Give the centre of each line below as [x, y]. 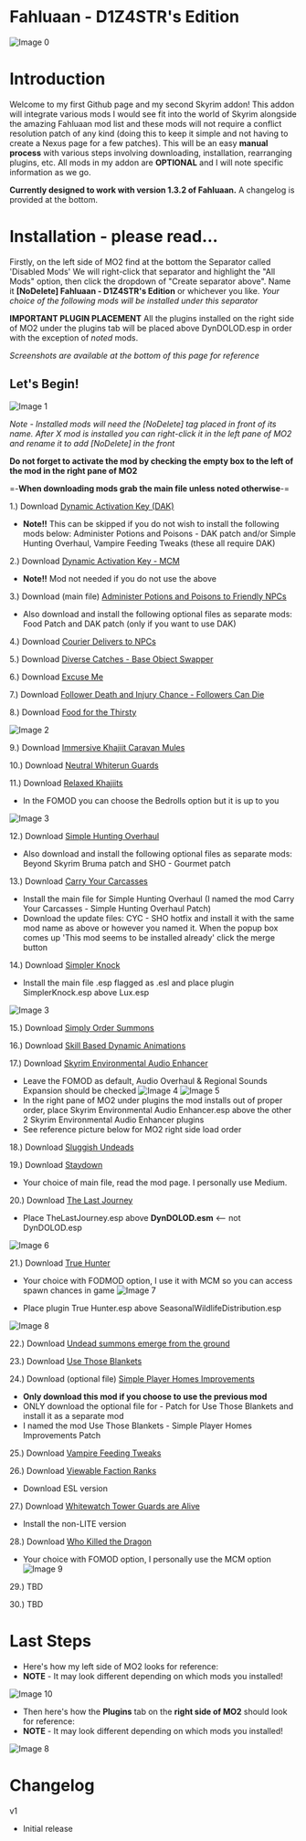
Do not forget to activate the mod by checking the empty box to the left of [152, 461]
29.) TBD [26, 1586]
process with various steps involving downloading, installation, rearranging [151, 153]
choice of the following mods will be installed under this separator [134, 300]
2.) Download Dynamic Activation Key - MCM [95, 561]
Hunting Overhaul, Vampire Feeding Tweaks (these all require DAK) [149, 543]
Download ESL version [65, 1488]
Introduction [58, 79]
